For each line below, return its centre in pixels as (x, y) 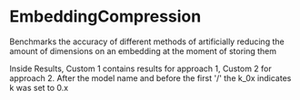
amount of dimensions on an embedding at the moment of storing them (143, 50)
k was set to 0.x (39, 87)
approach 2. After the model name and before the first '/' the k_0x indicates (150, 77)
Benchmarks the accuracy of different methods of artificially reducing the (147, 41)
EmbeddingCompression (105, 17)
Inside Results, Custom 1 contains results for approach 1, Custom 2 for (141, 68)
